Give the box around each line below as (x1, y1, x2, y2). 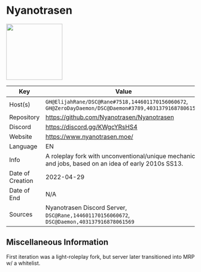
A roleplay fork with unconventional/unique (45, 152, 166, 160)
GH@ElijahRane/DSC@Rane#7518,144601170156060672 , (45, 97, 188, 105)
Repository (9, 113, 40, 121)
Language (9, 142, 38, 150)
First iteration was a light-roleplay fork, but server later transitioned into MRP (6, 253, 195, 260)
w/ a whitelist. (6, 259, 41, 267)
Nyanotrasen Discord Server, (45, 203, 127, 212)
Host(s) (9, 100, 31, 108)
